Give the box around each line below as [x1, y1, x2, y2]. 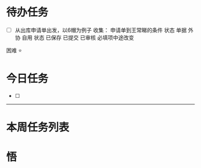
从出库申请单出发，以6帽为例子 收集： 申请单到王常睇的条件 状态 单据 [14, 26, 187, 34]
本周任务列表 [6, 121, 70, 134]
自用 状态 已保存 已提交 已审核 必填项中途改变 [22, 34, 135, 41]
